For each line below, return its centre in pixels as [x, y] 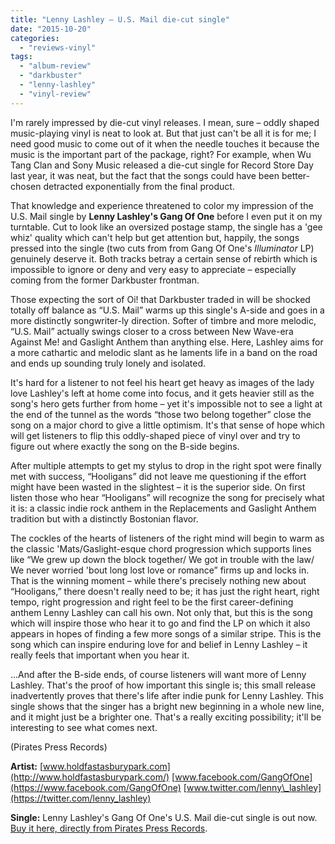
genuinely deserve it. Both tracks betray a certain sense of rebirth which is [164, 258]
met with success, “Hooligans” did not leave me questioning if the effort [158, 476]
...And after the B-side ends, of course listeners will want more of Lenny [158, 674]
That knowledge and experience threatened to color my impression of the [162, 205]
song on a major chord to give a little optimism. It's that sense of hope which [168, 425]
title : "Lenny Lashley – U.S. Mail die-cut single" [120, 19]
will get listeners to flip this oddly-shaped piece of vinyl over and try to [155, 435]
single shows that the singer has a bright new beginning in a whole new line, [167, 706]
